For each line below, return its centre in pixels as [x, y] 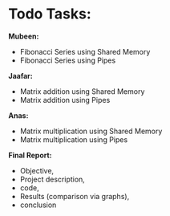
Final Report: [30, 155]
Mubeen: [24, 36]
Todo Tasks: [50, 14]
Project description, [53, 179]
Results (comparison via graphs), [75, 196]
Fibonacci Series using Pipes [68, 60]
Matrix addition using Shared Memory [82, 91]
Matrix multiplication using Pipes [74, 139]
